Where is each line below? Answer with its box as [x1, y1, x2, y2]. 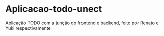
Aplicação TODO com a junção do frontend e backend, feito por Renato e [5, 20, 159, 26]
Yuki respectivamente [5, 25, 51, 31]
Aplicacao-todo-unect [5, 3, 102, 15]
